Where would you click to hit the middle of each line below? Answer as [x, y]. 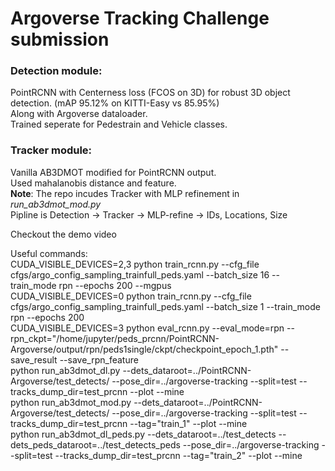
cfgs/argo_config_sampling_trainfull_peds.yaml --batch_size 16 [140, 274]
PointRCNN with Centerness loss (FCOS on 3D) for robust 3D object [150, 93]
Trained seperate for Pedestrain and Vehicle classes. [119, 124]
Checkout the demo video [63, 234]
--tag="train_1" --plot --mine [188, 423]
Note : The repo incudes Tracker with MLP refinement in [125, 193]
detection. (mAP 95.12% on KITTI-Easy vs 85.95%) [115, 103]
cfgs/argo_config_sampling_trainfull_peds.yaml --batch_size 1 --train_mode [165, 306]
